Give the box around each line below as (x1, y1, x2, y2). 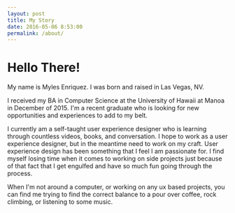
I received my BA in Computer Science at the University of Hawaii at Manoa (7, 96, 225, 105)
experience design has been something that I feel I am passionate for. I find (7, 147, 225, 156)
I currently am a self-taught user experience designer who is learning (7, 125, 207, 133)
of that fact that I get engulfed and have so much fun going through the (7, 162, 213, 170)
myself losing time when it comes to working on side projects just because (7, 154, 222, 163)
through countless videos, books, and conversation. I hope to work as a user (7, 132, 228, 140)
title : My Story (7, 17, 55, 24)
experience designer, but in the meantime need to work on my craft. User (7, 140, 219, 148)
